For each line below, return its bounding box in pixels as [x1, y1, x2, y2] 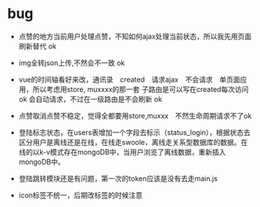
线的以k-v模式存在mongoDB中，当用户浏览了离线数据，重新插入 [18, 147, 226, 157]
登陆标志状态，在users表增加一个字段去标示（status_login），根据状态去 [18, 127, 251, 137]
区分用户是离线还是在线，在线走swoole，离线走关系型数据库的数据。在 [18, 137, 248, 147]
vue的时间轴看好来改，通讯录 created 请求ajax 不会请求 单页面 [18, 74, 240, 84]
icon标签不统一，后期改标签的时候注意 [18, 190, 143, 200]
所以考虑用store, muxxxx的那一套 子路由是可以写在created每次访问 [32, 84, 249, 94]
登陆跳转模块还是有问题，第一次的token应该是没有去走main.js [18, 173, 218, 183]
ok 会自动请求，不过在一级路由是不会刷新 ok [18, 94, 162, 103]
